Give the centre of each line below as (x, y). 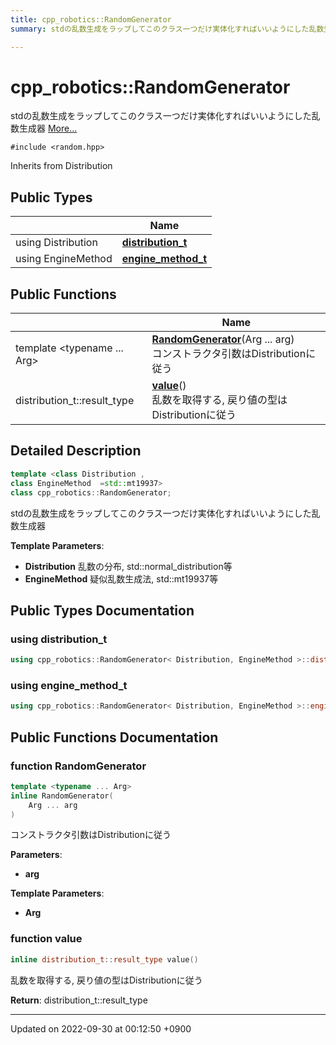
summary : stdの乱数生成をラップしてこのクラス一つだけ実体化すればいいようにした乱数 (167, 29)
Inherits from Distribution (61, 166)
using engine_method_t (69, 685)
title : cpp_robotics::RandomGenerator (91, 19)
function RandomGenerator (78, 766)
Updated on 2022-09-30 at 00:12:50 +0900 (101, 1028)
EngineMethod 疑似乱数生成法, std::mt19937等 (121, 578)
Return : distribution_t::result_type (79, 1000)
